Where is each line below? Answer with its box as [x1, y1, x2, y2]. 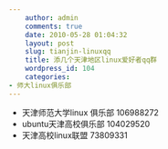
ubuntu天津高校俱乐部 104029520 [21, 118, 151, 129]
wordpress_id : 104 [25, 65, 95, 74]
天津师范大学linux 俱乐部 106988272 [21, 106, 159, 118]
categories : [25, 73, 70, 82]
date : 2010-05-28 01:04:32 [25, 30, 128, 39]
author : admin [25, 13, 79, 23]
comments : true [25, 22, 83, 31]
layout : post [25, 38, 75, 48]
